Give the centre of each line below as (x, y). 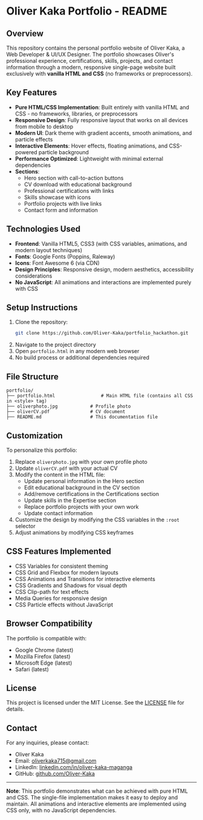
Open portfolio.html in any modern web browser (77, 351)
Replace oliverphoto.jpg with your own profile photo (81, 461)
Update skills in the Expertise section (70, 500)
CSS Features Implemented (59, 552)
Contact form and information (61, 210)
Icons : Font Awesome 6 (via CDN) (57, 263)
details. (15, 709)
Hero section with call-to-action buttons (74, 178)
